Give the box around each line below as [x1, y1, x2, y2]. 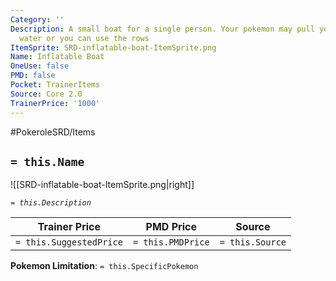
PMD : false [10, 71, 56, 81]
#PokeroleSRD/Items [10, 126, 96, 138]
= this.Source [219, 237, 287, 248]
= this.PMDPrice [132, 237, 210, 248]
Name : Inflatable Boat [10, 52, 105, 62]
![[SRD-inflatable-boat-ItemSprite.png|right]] [10, 179, 195, 191]
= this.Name [10, 154, 85, 169]
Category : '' [10, 14, 65, 25]
